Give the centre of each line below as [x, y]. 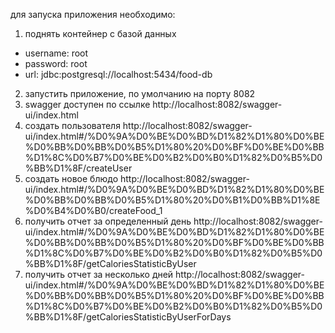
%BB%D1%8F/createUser [78, 168]
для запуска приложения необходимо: [93, 14]
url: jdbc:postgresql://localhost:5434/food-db [118, 74]
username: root [56, 53]
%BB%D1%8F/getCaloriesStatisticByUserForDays [128, 317]
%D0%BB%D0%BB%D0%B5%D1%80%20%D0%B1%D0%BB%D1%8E [172, 200]
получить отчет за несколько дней [99, 274]
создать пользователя [72, 125]
